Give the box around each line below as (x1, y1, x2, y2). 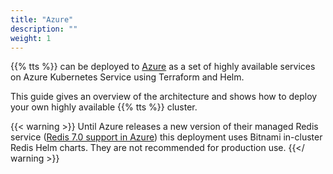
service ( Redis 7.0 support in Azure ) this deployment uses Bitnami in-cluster (10, 131, 323, 143)
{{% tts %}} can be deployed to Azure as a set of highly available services (10, 61, 316, 73)
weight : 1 (10, 33, 52, 43)
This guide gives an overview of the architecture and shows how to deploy (10, 91, 318, 103)
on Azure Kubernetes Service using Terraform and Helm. (10, 71, 245, 83)
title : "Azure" (10, 14, 74, 25)
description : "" (10, 24, 78, 34)
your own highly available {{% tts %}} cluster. (10, 101, 198, 113)
